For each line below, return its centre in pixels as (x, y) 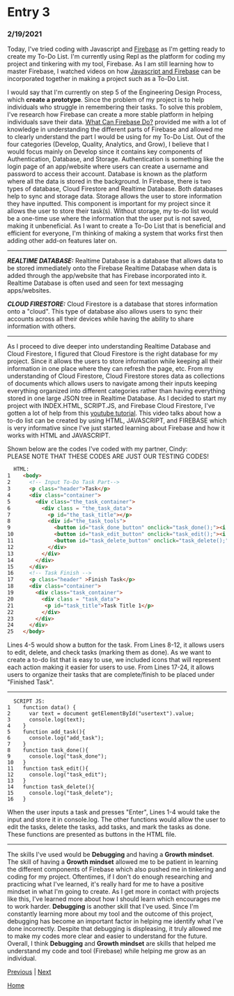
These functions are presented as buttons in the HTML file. (92, 835)
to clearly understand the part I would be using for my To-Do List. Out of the (116, 137)
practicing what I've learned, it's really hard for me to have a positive (106, 884)
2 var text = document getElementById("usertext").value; (101, 714)
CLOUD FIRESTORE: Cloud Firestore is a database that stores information (112, 304)
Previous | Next (29, 972)
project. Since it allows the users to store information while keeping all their (115, 361)
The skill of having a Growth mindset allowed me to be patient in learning (112, 862)
